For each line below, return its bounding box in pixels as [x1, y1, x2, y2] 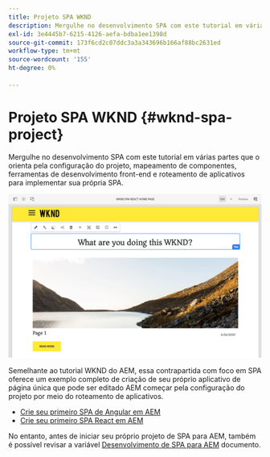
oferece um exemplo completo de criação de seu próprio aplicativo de [8, 375, 241, 384]
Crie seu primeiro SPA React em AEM [19, 416, 144, 426]
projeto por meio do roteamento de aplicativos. [8, 392, 164, 401]
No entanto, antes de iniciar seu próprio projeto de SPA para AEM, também [8, 431, 256, 441]
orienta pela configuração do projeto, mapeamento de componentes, [8, 160, 237, 170]
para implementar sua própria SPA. [8, 177, 125, 187]
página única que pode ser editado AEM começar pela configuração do [8, 383, 245, 393]
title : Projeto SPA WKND [8, 13, 92, 21]
